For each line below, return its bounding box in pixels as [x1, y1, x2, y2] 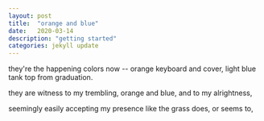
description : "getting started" [8, 34, 117, 43]
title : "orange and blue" [8, 19, 99, 27]
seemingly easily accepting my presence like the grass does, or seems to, [8, 104, 254, 114]
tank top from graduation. [8, 73, 93, 82]
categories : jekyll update [8, 42, 99, 50]
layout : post [8, 11, 52, 20]
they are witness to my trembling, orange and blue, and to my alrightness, [8, 88, 253, 98]
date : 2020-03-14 [8, 27, 74, 35]
